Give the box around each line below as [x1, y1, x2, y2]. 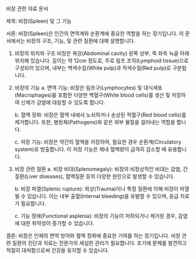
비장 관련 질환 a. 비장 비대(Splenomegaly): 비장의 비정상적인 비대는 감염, [14, 166, 182, 172]
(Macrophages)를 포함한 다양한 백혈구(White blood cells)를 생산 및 [14, 91, 171, 98]
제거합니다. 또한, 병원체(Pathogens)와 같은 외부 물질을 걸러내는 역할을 [14, 119, 176, 125]
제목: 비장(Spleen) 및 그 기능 [6, 18, 72, 25]
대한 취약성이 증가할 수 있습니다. [20, 220, 95, 227]
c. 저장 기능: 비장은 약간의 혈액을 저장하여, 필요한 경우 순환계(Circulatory [14, 138, 181, 145]
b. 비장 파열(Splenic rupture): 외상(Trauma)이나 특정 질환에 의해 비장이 [14, 185, 178, 192]
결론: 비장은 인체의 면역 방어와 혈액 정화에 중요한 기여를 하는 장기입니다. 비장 [6, 232, 181, 239]
